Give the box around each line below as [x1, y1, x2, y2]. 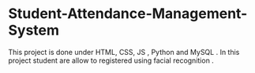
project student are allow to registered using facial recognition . [8, 56, 215, 65]
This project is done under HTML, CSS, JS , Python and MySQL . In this [8, 47, 240, 57]
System [8, 21, 60, 39]
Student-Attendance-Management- [8, 5, 248, 23]
